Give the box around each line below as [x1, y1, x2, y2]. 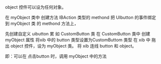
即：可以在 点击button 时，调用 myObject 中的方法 [5, 53, 107, 59]
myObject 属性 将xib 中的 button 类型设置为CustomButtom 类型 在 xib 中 [5, 37, 151, 43]
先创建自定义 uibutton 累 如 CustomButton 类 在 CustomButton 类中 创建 [5, 31, 150, 36]
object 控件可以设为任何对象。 [5, 4, 67, 10]
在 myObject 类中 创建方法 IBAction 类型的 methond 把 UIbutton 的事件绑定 [5, 15, 157, 20]
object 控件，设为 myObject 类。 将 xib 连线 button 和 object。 [10, 43, 137, 48]
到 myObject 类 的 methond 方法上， [5, 21, 79, 26]
